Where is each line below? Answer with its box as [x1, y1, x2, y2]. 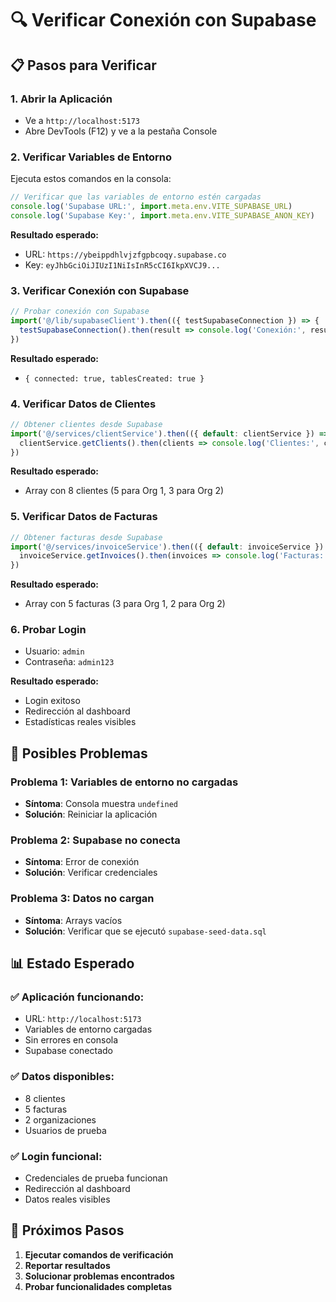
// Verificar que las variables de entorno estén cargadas [10, 192, 262, 202]
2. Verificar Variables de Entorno [10, 150, 173, 164]
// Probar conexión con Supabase [10, 307, 150, 317]
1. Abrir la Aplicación [10, 92, 113, 106]
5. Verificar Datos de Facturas [10, 510, 158, 524]
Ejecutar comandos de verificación [24, 1248, 174, 1261]
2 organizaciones [24, 1113, 97, 1126]
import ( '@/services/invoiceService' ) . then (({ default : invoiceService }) [10, 542, 325, 552]
